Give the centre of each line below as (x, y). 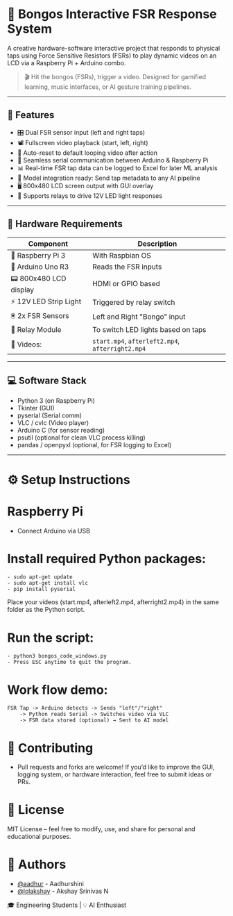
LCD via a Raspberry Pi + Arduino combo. (67, 63)
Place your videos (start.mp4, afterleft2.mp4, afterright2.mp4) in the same (113, 602)
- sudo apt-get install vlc (48, 583)
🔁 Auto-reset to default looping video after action (87, 153)
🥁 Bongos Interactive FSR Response (112, 14)
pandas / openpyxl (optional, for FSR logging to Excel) (94, 445)
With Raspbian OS (122, 255)
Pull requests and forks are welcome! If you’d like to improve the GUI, (116, 767)
